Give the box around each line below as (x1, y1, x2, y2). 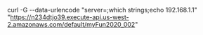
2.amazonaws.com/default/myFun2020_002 (7, 21, 136, 28)
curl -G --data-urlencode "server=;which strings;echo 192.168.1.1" (7, 6, 198, 14)
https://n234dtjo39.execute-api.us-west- (10, 13, 129, 21)
